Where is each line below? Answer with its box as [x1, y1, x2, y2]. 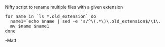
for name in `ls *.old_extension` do [5, 14, 97, 19]
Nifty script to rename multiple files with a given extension [5, 4, 123, 10]
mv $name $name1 [10, 23, 50, 29]
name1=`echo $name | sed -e [10, 19, 78, 24]
